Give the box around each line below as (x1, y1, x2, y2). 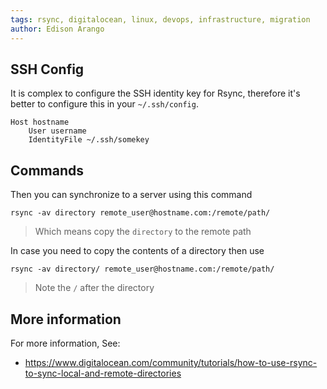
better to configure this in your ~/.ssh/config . (10, 98, 199, 110)
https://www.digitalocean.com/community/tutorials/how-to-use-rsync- (24, 356, 318, 368)
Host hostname (10, 117, 70, 128)
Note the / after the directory (34, 282, 155, 294)
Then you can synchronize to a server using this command (10, 189, 253, 201)
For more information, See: (10, 337, 121, 349)
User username (28, 126, 87, 136)
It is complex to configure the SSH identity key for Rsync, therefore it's (10, 87, 301, 100)
